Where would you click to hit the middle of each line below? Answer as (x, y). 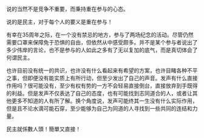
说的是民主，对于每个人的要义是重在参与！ (59, 22)
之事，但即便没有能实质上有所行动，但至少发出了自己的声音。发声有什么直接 (102, 78)
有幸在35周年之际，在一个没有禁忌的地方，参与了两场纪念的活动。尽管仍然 (100, 35)
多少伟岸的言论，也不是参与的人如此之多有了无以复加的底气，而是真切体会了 (102, 50)
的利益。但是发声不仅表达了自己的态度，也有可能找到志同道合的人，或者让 (99, 93)
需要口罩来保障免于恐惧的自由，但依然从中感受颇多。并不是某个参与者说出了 (102, 42)
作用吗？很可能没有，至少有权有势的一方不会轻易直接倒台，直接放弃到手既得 (102, 86)
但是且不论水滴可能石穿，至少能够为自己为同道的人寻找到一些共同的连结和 (99, 109)
